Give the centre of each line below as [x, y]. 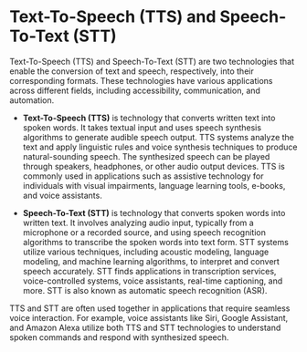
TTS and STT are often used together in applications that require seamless [150, 308]
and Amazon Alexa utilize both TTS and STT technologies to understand [145, 327]
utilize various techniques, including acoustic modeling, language [146, 252]
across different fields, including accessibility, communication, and [135, 90]
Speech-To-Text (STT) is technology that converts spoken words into [154, 212]
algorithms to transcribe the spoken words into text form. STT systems [156, 242]
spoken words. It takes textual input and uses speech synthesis [142, 127]
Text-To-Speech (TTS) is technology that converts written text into [149, 118]
